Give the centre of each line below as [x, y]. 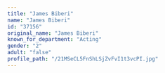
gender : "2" [25, 46]
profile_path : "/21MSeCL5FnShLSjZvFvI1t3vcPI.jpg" [83, 59]
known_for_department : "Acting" [54, 40]
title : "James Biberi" [40, 14]
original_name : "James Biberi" [53, 33]
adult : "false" [29, 53]
